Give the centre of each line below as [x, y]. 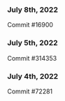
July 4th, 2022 [33, 76]
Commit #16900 [30, 25]
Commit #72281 [30, 91]
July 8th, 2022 [32, 10]
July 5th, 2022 [32, 43]
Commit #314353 [32, 58]
